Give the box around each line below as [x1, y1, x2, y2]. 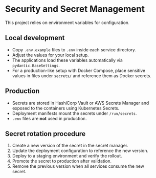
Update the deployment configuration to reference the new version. [12, 148, 148, 154]
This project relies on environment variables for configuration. [5, 20, 130, 25]
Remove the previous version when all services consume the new [12, 163, 144, 169]
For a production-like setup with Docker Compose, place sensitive [12, 67, 146, 73]
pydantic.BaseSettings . [12, 62, 60, 68]
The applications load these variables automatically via [12, 57, 123, 63]
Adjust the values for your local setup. [12, 52, 89, 58]
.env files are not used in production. [12, 115, 87, 121]
